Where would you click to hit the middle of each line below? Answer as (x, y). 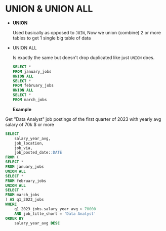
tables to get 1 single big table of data (52, 38)
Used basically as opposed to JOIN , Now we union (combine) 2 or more (87, 32)
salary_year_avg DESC (37, 223)
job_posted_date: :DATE (38, 153)
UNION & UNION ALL (49, 9)
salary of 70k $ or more (30, 124)
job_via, (24, 148)
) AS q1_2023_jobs (25, 200)
